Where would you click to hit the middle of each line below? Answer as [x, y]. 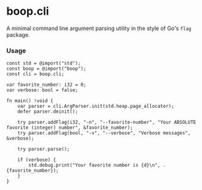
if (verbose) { [37, 160]
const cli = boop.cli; [35, 74]
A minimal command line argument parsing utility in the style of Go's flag [99, 28]
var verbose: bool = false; [42, 90]
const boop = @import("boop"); [46, 69]
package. [18, 34]
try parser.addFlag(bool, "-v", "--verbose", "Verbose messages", [104, 133]
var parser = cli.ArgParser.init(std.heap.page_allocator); [96, 106]
